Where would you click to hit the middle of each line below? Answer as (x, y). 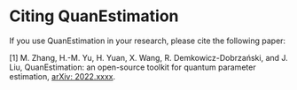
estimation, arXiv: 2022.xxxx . (63, 76)
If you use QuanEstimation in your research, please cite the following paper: (148, 41)
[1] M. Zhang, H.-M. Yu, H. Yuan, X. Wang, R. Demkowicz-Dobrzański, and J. (148, 57)
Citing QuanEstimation (94, 16)
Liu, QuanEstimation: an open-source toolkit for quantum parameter (133, 67)
